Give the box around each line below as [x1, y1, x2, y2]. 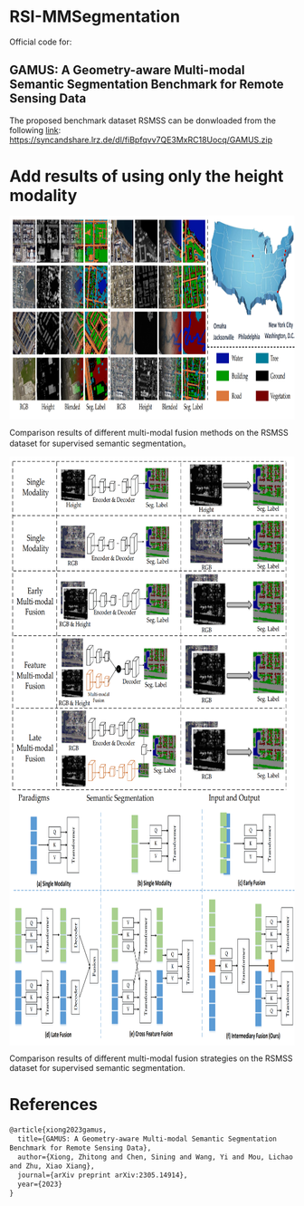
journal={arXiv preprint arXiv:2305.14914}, [17, 1171, 188, 1180]
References [9, 1094, 98, 1114]
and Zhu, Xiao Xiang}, [9, 1162, 95, 1171]
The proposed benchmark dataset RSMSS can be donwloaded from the [9, 115, 276, 126]
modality [9, 185, 78, 206]
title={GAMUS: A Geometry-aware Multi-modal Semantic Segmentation [17, 1134, 278, 1143]
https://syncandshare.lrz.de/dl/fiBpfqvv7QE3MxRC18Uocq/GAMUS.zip [9, 134, 273, 145]
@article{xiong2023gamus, [9, 1125, 107, 1134]
